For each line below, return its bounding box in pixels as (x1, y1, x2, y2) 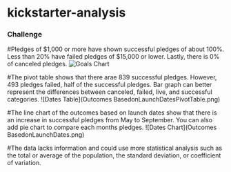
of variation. (7, 159, 41, 167)
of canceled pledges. (7, 60, 68, 68)
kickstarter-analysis (7, 5, 126, 21)
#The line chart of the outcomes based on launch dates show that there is (7, 108, 217, 117)
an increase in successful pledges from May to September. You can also (7, 116, 212, 124)
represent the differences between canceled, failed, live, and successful (7, 88, 212, 96)
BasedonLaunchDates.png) (7, 131, 85, 139)
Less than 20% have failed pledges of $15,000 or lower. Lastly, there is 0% (7, 52, 220, 61)
